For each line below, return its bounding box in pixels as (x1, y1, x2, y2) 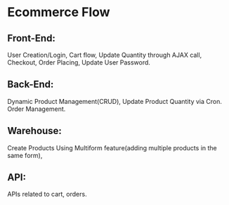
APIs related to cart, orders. (7, 190, 87, 199)
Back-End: (7, 79, 54, 91)
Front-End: (7, 32, 56, 44)
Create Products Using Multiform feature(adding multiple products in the (7, 143, 218, 152)
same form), (7, 151, 43, 159)
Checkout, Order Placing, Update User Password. (7, 58, 151, 67)
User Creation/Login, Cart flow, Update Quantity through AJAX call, (7, 51, 202, 59)
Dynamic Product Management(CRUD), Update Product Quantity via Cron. (7, 97, 223, 105)
